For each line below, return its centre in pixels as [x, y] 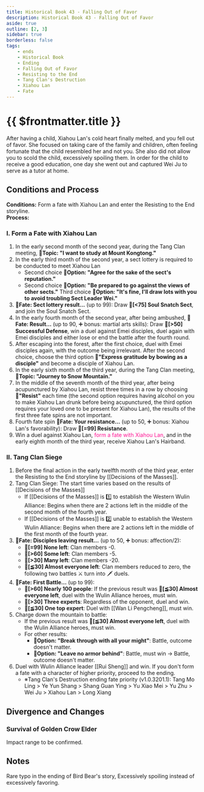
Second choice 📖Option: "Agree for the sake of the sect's [98, 272]
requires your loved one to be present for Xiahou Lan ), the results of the [105, 408]
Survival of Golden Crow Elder [52, 729]
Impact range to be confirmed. [45, 742]
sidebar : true [24, 35]
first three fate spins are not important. [64, 415]
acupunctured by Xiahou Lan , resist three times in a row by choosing [101, 389]
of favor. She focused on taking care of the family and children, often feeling [102, 144]
